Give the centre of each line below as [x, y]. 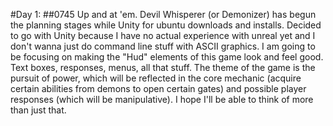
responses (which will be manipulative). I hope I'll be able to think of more [162, 99]
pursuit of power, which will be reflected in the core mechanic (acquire [156, 78]
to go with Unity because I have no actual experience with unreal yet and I [163, 35]
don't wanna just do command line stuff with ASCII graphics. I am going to [163, 46]
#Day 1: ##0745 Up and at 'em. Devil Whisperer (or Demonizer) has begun [163, 14]
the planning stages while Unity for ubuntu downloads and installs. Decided [166, 25]
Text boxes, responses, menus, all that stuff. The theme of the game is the [163, 67]
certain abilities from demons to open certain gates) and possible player [158, 88]
